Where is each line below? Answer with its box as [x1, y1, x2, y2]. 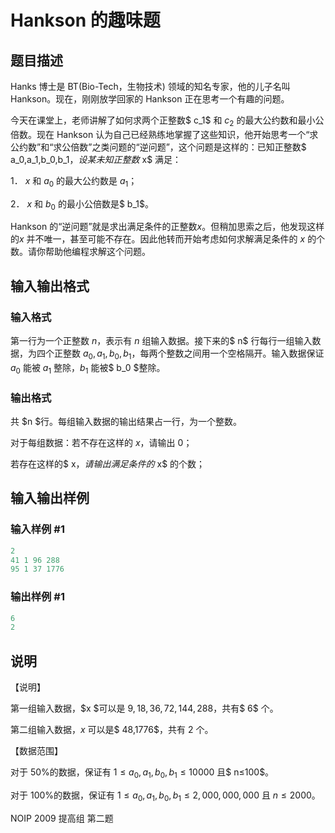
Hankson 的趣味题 [10, 9, 161, 32]
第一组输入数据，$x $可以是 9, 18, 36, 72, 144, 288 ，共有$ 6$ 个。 [10, 702, 279, 715]
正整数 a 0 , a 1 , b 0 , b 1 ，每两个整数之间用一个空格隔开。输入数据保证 [53, 347, 325, 361]
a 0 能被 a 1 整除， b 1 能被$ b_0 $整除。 [10, 361, 166, 376]
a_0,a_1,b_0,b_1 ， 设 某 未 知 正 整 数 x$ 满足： [10, 153, 182, 165]
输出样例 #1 [10, 590, 65, 604]
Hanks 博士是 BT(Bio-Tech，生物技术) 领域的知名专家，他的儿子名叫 [10, 81, 291, 92]
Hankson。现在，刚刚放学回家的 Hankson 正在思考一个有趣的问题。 [10, 93, 290, 105]
